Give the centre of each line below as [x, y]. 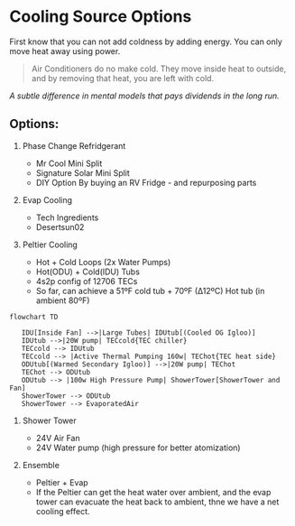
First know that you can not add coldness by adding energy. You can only [146, 42]
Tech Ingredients [67, 217]
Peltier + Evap [62, 482]
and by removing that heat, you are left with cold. [123, 78]
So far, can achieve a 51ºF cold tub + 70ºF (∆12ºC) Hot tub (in [150, 291]
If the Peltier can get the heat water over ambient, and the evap [153, 492]
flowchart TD [34, 317]
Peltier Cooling [50, 245]
